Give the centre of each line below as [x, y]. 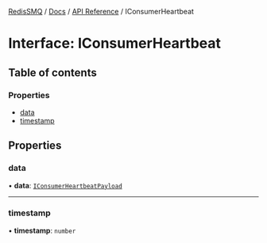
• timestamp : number [42, 230]
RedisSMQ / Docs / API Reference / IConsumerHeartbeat [101, 11]
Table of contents [52, 72]
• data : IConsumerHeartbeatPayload [66, 185]
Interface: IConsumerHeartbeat [114, 44]
